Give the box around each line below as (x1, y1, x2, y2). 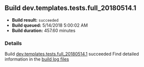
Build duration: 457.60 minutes (11, 27, 76, 33)
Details (4, 39, 22, 46)
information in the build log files (4, 56, 69, 62)
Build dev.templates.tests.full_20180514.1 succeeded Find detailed (4, 51, 139, 57)
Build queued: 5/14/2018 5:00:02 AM (11, 22, 88, 28)
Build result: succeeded (11, 17, 59, 23)
